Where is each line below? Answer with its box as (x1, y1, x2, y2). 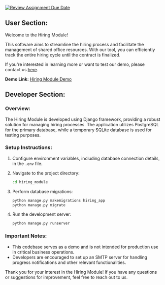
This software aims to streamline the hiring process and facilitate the (5, 41, 144, 47)
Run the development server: (12, 211, 71, 217)
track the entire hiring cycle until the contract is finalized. (5, 52, 121, 57)
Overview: (5, 105, 31, 112)
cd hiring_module (12, 179, 48, 184)
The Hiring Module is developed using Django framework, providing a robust (5, 116, 161, 122)
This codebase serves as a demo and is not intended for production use (12, 244, 159, 250)
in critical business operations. (12, 249, 75, 255)
